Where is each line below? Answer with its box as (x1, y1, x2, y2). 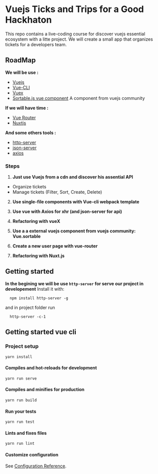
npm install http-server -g (10, 295, 69, 301)
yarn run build (5, 398, 37, 403)
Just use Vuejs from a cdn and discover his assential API (12, 174, 133, 180)
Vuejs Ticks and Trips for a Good (5, 4, 144, 15)
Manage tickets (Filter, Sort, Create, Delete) (12, 189, 102, 195)
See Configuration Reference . (5, 463, 67, 469)
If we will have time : (5, 104, 49, 111)
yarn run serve (5, 376, 37, 381)
